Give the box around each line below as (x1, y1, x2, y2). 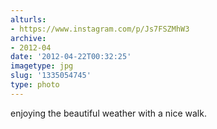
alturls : (10, 14, 47, 25)
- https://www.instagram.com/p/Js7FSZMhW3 (10, 24, 190, 34)
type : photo (10, 80, 60, 90)
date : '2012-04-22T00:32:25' (10, 52, 132, 62)
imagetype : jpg (10, 61, 74, 71)
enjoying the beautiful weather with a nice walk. (10, 107, 207, 119)
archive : (10, 33, 47, 43)
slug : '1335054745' (10, 71, 92, 81)
